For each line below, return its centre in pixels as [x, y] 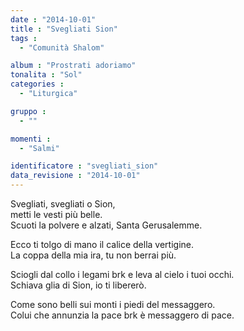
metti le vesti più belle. [56, 214]
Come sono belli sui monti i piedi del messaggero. [113, 304]
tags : [24, 38]
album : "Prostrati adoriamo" [73, 66]
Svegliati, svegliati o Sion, [63, 204]
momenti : [31, 139]
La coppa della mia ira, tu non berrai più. [93, 255]
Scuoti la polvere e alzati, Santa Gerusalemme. [106, 225]
